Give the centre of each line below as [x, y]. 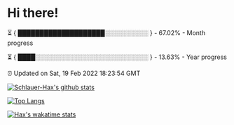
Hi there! [33, 13]
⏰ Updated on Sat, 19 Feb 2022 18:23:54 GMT [74, 73]
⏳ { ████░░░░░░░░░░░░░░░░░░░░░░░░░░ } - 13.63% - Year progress [117, 57]
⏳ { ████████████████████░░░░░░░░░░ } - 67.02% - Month [106, 32]
